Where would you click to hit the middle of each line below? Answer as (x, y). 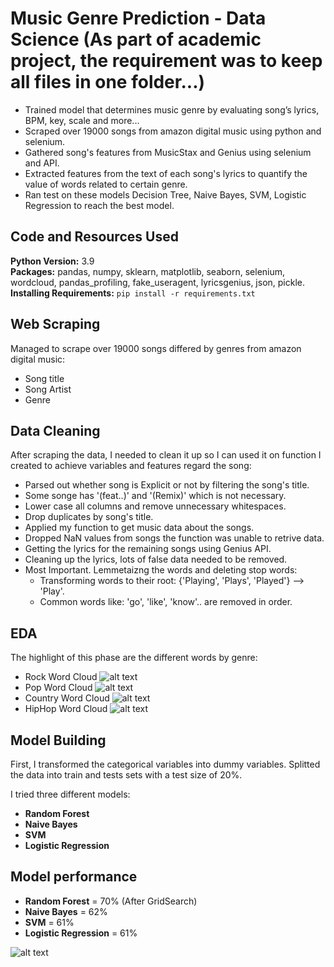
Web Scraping (55, 324)
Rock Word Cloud (61, 677)
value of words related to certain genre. (106, 184)
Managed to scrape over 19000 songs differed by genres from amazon (156, 348)
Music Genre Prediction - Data (138, 18)
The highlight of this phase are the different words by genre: (134, 658)
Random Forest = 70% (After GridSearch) (111, 901)
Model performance (74, 877)
